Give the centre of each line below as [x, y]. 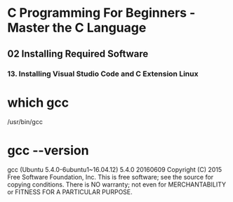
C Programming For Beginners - [101, 13]
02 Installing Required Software [78, 54]
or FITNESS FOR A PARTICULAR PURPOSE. [70, 192]
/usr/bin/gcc [25, 122]
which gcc [38, 102]
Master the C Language [77, 28]
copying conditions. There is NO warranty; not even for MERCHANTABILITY [117, 184]
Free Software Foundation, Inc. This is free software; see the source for [111, 177]
